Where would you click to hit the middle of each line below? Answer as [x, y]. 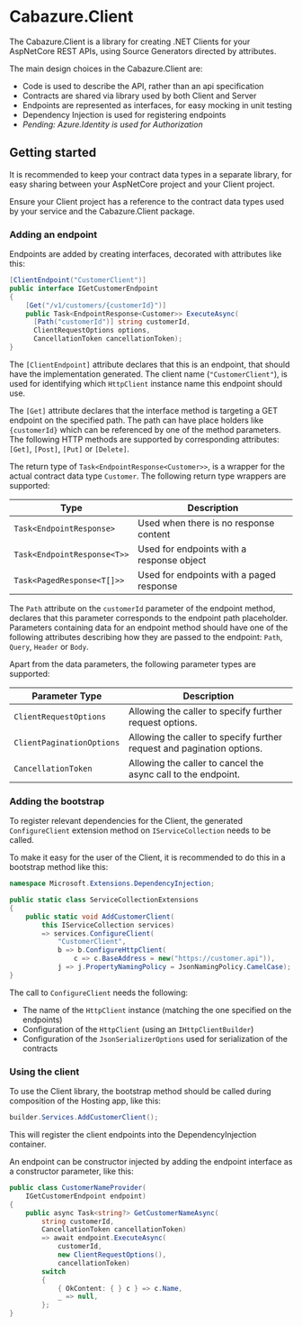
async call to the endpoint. [185, 774]
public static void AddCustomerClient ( [100, 917]
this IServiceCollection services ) [108, 925]
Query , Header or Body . [49, 646]
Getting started [53, 153]
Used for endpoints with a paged [207, 574]
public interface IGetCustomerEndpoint [84, 288]
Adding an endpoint [53, 234]
